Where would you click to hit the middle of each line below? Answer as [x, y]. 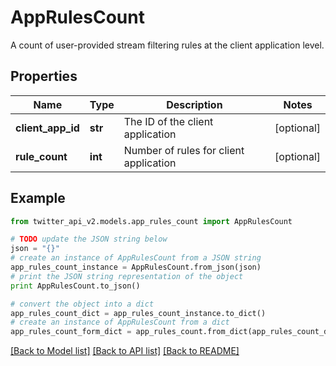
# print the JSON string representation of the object [127, 276]
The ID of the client [168, 121]
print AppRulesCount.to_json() [75, 286]
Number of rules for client [184, 150]
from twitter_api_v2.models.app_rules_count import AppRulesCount [151, 221]
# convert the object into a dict [82, 304]
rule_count [41, 156]
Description [194, 104]
